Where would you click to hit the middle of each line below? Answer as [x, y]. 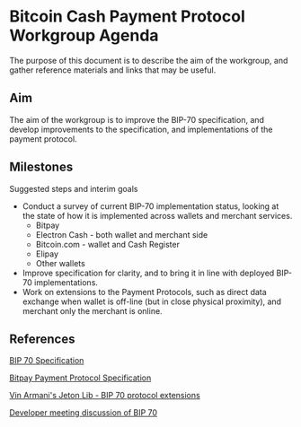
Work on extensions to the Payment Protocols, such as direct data [144, 292]
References [42, 339]
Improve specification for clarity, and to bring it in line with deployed [148, 273]
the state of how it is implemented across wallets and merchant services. [157, 215]
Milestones [41, 167]
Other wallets [60, 263]
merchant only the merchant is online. [93, 310]
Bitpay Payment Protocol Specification [80, 378]
